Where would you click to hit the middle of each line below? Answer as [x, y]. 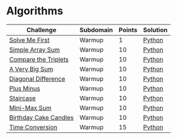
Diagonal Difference [37, 79]
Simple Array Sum [34, 50]
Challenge [42, 30]
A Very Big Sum [31, 69]
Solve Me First [29, 40]
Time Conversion [33, 127]
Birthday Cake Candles [41, 118]
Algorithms [35, 11]
